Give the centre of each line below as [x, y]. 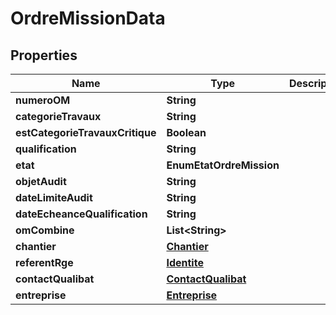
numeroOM [43, 100]
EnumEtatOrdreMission [223, 165]
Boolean [186, 132]
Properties [44, 55]
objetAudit [41, 181]
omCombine [45, 230]
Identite [185, 262]
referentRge [44, 262]
